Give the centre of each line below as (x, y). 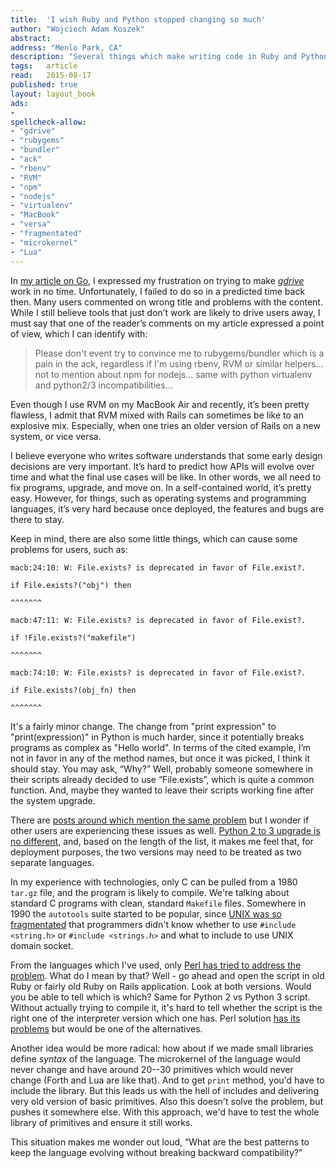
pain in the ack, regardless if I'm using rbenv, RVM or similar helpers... (179, 363)
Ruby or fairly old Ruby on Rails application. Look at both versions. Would (161, 986)
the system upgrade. (53, 800)
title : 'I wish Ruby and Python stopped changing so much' (138, 19)
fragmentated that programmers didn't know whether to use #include (153, 924)
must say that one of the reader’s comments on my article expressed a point (167, 323)
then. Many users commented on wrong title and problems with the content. (166, 302)
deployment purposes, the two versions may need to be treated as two (156, 852)
